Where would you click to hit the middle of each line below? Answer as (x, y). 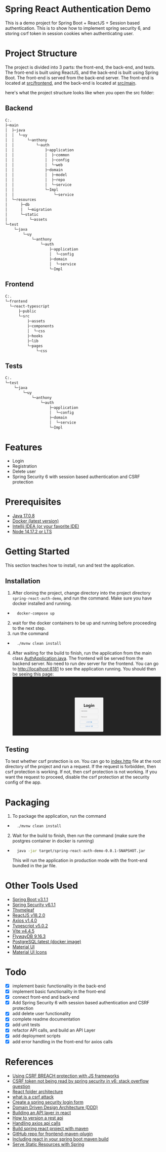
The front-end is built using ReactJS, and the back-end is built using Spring (82, 72)
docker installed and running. (42, 603)
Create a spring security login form (48, 1102)
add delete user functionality (41, 1014)
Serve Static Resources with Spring (48, 1144)
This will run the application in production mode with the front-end (80, 860)
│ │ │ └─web (34, 165)
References (29, 1062)
